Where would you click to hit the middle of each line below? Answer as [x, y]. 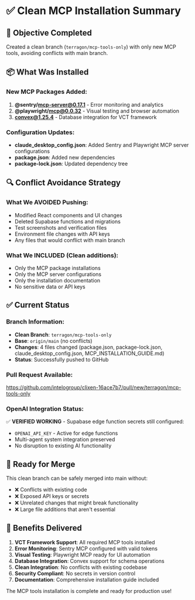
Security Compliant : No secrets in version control [75, 573]
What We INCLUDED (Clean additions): [62, 255]
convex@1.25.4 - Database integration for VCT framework [85, 117]
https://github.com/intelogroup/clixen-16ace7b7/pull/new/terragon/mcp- [94, 387]
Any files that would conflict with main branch [70, 240]
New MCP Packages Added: [47, 92]
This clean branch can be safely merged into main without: [77, 478]
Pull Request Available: [40, 374]
